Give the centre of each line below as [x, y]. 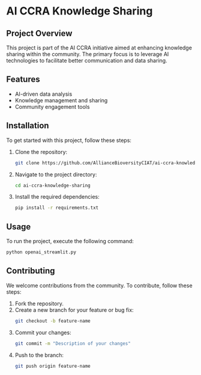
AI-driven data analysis [43, 94]
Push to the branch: [39, 355]
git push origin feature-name [53, 366]
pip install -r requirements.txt [57, 208]
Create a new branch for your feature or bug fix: [74, 310]
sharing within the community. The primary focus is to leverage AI [88, 54]
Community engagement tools [52, 107]
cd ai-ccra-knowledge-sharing [53, 185]
